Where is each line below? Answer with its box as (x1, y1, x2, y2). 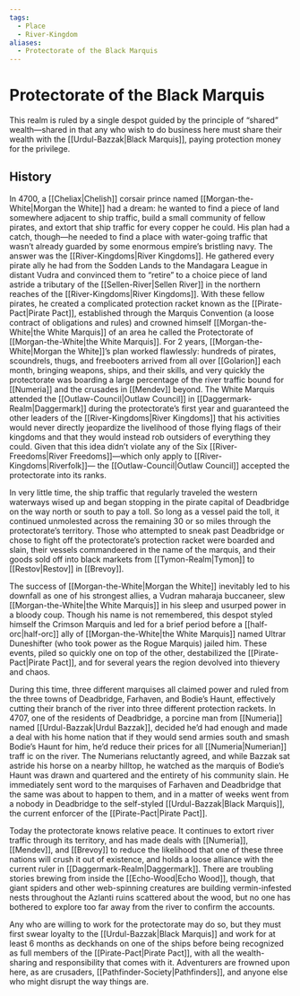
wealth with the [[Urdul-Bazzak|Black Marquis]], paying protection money (9, 134, 282, 144)
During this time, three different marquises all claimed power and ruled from (9, 684, 289, 695)
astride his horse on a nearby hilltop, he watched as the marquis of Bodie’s (9, 760, 285, 771)
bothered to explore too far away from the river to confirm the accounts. (9, 901, 276, 912)
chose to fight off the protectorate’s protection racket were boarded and (9, 535, 275, 546)
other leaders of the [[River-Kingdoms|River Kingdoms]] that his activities (9, 412, 280, 423)
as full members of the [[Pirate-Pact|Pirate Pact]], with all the (9, 948, 235, 958)
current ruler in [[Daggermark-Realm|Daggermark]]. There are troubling (9, 863, 274, 874)
